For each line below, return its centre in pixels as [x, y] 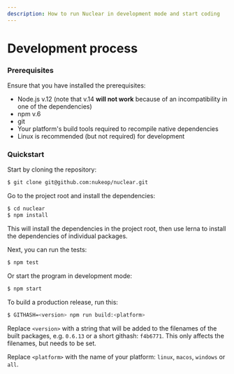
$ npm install [28, 215]
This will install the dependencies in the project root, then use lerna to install [117, 229]
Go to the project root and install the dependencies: [81, 196]
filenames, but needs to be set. [52, 343]
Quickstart [26, 155]
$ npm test [23, 263]
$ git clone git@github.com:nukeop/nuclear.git [78, 183]
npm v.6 [29, 114]
